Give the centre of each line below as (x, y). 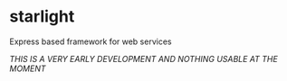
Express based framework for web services (91, 41)
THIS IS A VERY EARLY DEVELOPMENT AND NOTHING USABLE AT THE (143, 58)
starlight (42, 17)
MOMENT (28, 68)
